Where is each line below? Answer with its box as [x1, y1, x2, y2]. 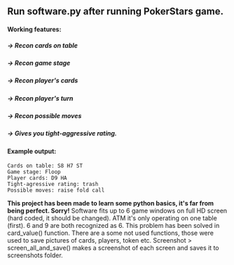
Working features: [7, 24, 62, 34]
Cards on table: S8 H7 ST [7, 162, 83, 170]
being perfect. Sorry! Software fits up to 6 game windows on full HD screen [7, 206, 228, 215]
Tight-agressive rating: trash [7, 181, 99, 188]
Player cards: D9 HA [7, 175, 68, 182]
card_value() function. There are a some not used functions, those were [7, 229, 214, 237]
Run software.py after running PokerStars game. [7, 6, 224, 17]
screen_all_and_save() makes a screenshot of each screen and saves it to [7, 244, 219, 252]
